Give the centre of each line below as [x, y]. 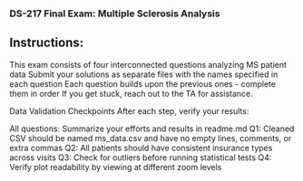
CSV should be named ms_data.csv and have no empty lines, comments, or [151, 138]
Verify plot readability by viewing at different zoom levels [116, 167]
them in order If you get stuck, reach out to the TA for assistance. [131, 93]
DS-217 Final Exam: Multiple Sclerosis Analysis [115, 14]
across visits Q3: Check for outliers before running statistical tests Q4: [141, 157]
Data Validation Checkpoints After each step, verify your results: [129, 110]
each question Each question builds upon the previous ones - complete [143, 83]
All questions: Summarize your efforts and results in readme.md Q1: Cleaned [152, 129]
